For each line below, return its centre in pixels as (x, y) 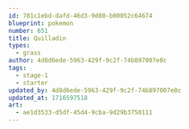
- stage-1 (32, 75)
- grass (29, 53)
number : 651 (28, 30)
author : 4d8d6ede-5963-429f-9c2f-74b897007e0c (88, 61)
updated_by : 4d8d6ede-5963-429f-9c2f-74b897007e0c (95, 90)
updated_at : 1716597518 (48, 98)
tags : (17, 68)
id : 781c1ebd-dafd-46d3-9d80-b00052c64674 (80, 16)
